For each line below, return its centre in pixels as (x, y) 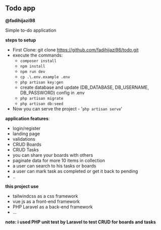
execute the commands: (38, 55)
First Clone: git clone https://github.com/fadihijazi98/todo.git (75, 49)
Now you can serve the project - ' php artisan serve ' (67, 108)
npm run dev (33, 72)
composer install (38, 61)
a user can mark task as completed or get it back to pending (75, 171)
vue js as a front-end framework (46, 201)
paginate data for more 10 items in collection (59, 160)
